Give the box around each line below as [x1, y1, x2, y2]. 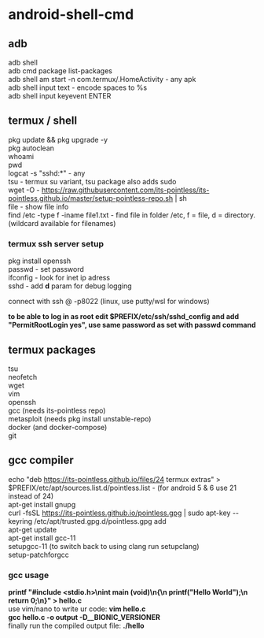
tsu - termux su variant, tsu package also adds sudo [8, 176, 177, 186]
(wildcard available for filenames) [8, 218, 116, 228]
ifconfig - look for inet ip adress [8, 273, 111, 283]
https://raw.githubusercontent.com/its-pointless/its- [41, 185, 210, 195]
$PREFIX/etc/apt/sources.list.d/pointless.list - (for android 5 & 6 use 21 [8, 483, 237, 492]
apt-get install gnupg [8, 499, 76, 509]
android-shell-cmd [8, 6, 134, 24]
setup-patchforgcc [8, 550, 69, 559]
